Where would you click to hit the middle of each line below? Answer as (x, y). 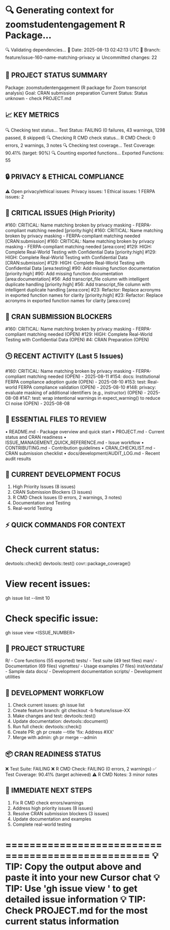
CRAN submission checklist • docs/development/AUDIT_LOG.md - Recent (83, 453)
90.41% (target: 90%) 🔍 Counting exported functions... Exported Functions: (84, 153)
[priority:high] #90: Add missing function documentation (64, 274)
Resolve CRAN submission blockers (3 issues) (61, 813)
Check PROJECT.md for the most (77, 911)
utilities (13, 677)
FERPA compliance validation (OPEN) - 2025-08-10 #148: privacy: (87, 387)
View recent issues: (48, 584)
